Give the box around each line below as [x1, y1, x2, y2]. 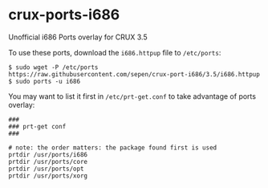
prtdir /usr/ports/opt [8, 165, 84, 173]
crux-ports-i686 [8, 6, 120, 24]
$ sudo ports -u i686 [8, 77, 81, 85]
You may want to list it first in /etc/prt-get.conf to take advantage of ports [8, 91, 257, 101]
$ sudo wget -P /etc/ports [8, 63, 99, 72]
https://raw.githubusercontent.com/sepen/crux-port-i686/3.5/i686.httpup [8, 70, 261, 78]
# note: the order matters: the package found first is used [8, 143, 217, 152]
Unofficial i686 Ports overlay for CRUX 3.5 [8, 32, 148, 42]
